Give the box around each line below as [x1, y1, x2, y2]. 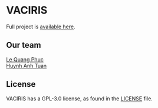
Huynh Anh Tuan [6, 62, 47, 69]
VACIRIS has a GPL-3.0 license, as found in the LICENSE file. [6, 95, 153, 102]
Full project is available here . [6, 23, 75, 30]
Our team [6, 40, 41, 50]
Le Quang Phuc [6, 55, 44, 63]
